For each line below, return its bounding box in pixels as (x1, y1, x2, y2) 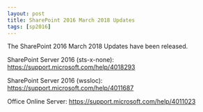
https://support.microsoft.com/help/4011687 (7, 84, 134, 93)
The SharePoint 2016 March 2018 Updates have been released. (7, 42, 188, 51)
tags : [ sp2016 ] (7, 23, 51, 30)
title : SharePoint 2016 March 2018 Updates (7, 17, 136, 24)
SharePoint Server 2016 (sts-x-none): (7, 56, 115, 64)
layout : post (7, 10, 45, 17)
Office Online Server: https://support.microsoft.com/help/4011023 (7, 97, 196, 106)
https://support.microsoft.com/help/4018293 (7, 63, 136, 72)
